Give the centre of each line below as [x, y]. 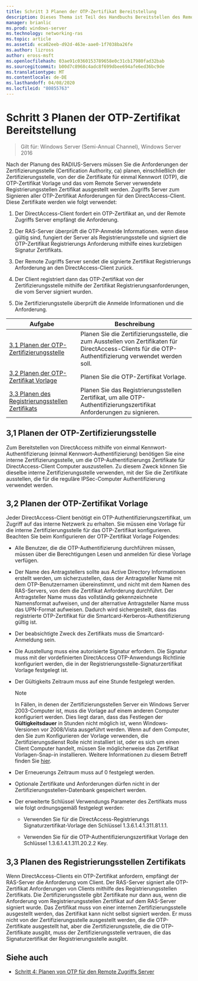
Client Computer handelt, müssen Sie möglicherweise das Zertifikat [96, 748]
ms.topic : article [29, 39]
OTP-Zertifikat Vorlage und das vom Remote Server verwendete [84, 183]
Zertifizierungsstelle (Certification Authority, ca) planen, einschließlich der [96, 170]
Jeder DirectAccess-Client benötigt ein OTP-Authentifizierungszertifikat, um [99, 518]
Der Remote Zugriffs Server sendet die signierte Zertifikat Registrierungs [103, 261]
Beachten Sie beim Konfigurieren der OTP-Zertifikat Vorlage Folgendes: [93, 537]
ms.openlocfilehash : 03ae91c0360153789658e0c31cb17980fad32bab [85, 61]
